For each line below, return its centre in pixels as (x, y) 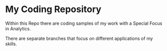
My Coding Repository (53, 9)
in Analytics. (18, 28)
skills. (11, 43)
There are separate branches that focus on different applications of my (79, 38)
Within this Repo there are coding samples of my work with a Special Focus (84, 23)
